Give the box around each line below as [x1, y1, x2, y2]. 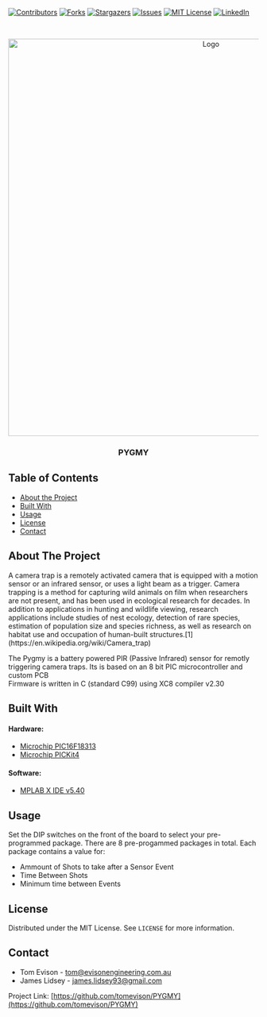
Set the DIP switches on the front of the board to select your [8, 830, 205, 840]
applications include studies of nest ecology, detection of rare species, [8, 613, 241, 622]
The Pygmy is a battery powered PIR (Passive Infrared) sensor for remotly [8, 653, 250, 663]
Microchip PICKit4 [19, 750, 79, 760]
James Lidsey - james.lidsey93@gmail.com [19, 976, 163, 985]
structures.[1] [149, 629, 193, 639]
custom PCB [8, 670, 49, 679]
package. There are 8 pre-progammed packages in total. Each [52, 838, 257, 848]
